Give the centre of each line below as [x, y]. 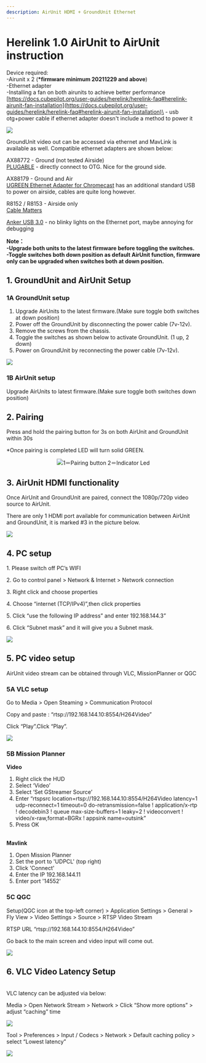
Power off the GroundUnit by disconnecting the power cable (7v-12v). [103, 324]
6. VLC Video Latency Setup [61, 972]
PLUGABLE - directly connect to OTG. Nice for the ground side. [86, 167]
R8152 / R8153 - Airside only [42, 203]
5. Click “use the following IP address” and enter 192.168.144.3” [86, 616]
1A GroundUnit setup [38, 297]
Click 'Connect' [35, 868]
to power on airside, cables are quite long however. [71, 192]
